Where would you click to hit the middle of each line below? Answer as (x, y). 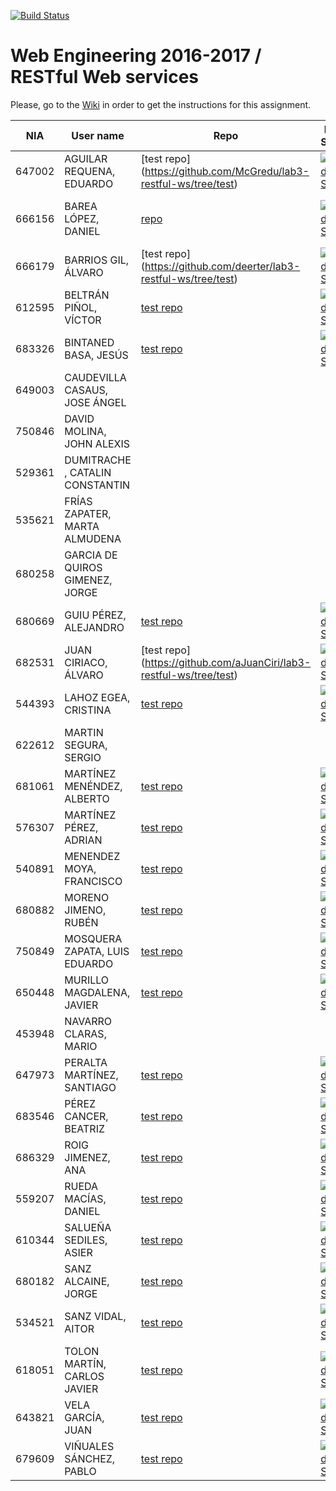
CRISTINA (88, 710)
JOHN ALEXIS (97, 443)
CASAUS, (86, 390)
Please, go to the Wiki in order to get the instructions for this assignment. (161, 104)
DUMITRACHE (98, 460)
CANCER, (86, 1116)
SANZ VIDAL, (95, 1316)
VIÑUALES (89, 1446)
